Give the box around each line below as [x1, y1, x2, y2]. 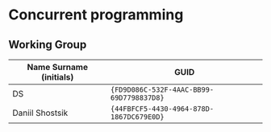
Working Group [8, 38, 87, 52]
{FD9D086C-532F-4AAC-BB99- [110, 85, 215, 94]
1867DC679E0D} [110, 113, 165, 122]
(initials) [41, 72, 74, 82]
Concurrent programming [8, 6, 184, 24]
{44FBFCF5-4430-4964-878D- [110, 105, 215, 113]
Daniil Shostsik [12, 107, 69, 118]
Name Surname [27, 62, 89, 72]
